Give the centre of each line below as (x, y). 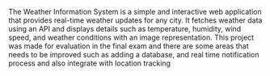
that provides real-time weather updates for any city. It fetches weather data (135, 20)
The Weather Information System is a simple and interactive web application (135, 12)
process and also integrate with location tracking (90, 63)
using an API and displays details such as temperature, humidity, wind (125, 29)
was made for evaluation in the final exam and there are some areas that (129, 46)
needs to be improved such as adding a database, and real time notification (134, 55)
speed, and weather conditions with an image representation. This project (131, 37)
